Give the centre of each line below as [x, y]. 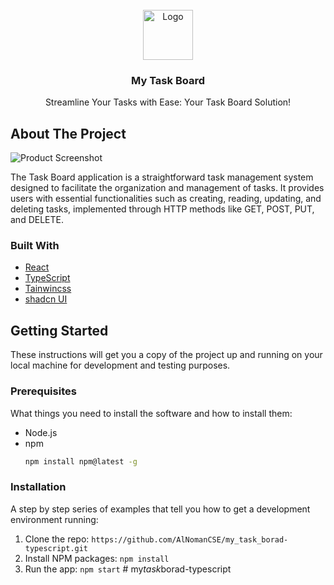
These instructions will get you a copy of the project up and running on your [166, 355]
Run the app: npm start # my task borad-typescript [128, 569]
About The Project [68, 133]
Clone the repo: [57, 539]
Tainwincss [48, 289]
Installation [38, 487]
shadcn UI [46, 299]
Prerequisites [43, 391]
